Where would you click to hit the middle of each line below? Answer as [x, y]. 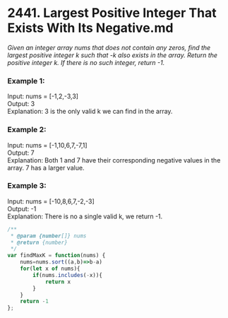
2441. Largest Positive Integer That [112, 13]
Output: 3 [21, 104]
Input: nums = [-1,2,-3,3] [43, 96]
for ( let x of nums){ [50, 269]
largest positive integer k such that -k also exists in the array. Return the [112, 55]
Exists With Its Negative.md [90, 28]
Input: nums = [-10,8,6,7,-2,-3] [51, 201]
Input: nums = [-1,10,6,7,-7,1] [47, 145]
